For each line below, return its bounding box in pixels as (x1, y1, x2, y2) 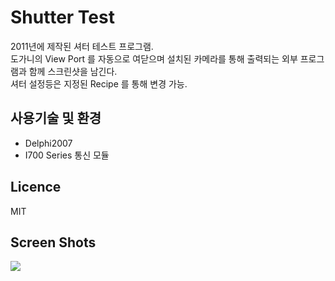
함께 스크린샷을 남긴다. (28, 65, 118, 77)
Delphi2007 (24, 137, 73, 149)
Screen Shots (10, 234, 97, 251)
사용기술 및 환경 (10, 110, 102, 127)
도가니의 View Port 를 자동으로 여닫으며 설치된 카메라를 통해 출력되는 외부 (10, 52, 298, 65)
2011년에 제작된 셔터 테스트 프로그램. (10, 40, 154, 52)
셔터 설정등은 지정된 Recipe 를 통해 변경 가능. (10, 77, 188, 90)
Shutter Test (10, 6, 115, 29)
